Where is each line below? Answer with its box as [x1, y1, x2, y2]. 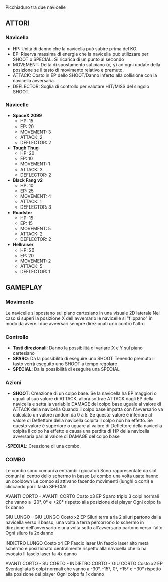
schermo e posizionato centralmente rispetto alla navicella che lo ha [5, 545, 147, 551]
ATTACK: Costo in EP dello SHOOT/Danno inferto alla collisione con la [12, 72, 157, 78]
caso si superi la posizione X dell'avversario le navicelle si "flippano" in [5, 315, 153, 321]
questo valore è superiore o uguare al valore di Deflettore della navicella [12, 423, 162, 429]
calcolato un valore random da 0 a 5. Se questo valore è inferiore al [12, 412, 152, 418]
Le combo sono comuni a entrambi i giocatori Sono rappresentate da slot [5, 467, 157, 473]
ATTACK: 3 [20, 167, 43, 173]
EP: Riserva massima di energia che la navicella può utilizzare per [12, 51, 149, 57]
